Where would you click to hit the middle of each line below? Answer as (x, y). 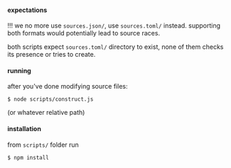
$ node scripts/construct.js (50, 99)
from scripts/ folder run (43, 145)
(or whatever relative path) (46, 113)
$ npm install (28, 157)
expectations (27, 10)
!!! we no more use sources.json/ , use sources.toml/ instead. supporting (114, 26)
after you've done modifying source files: (68, 86)
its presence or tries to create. (52, 55)
